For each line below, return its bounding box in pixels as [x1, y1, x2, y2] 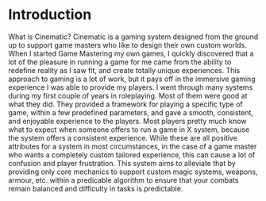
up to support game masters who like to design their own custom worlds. [8, 40, 248, 49]
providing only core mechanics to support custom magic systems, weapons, [8, 167, 258, 176]
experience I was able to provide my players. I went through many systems [8, 82, 253, 92]
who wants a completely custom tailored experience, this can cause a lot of [8, 149, 256, 160]
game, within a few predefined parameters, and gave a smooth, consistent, [8, 107, 254, 117]
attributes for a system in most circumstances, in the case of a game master [8, 141, 257, 151]
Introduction [8, 6, 92, 24]
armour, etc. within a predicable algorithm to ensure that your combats [8, 175, 240, 184]
